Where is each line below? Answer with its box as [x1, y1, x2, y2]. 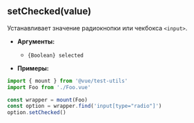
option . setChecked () [7, 109, 67, 116]
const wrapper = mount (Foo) [7, 96, 88, 103]
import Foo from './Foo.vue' [7, 84, 91, 91]
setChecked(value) [7, 6, 92, 17]
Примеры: [17, 64, 50, 72]
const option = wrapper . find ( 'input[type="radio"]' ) [7, 103, 162, 110]
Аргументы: [17, 37, 55, 46]
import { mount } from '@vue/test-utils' [7, 77, 128, 84]
